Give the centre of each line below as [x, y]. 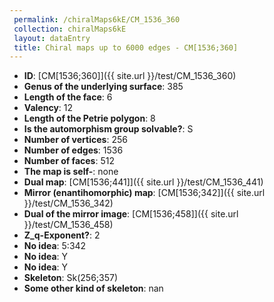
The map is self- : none [71, 172]
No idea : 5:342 [55, 246]
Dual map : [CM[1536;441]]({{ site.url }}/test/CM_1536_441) [143, 182]
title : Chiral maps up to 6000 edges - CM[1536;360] [126, 47]
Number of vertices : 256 [75, 140]
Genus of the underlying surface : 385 [103, 87]
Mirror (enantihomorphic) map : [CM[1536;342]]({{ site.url [144, 193]
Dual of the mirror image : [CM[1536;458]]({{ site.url [131, 214]
